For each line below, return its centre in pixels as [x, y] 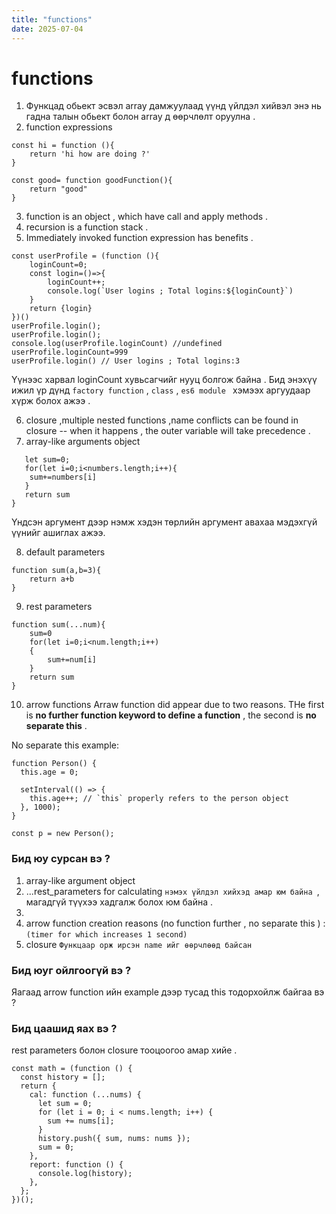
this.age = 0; [49, 772]
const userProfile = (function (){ [85, 256]
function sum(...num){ [58, 625]
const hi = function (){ [63, 146]
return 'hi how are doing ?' [90, 154]
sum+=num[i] [72, 660]
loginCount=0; [58, 265]
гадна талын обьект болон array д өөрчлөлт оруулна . [140, 117]
